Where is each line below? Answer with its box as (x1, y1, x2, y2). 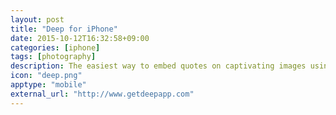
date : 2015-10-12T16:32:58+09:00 (10, 33, 150, 43)
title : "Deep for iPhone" (10, 24, 118, 34)
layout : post (10, 14, 65, 25)
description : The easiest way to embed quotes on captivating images (10, 61, 307, 71)
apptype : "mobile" (10, 80, 87, 90)
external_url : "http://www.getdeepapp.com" (10, 89, 195, 99)
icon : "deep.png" (10, 71, 83, 81)
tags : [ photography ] (10, 52, 97, 62)
